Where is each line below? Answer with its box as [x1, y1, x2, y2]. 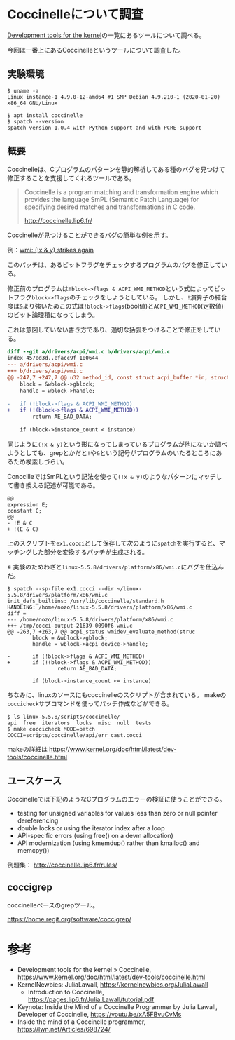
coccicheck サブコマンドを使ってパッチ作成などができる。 [7, 699, 173, 708]
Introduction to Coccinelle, [27, 987, 105, 996]
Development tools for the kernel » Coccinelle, [17, 965, 152, 973]
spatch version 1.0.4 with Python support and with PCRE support [7, 124, 201, 131]
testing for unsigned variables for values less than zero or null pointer [17, 809, 218, 817]
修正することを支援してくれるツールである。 [7, 173, 136, 182]
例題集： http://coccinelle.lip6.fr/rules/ [7, 860, 117, 869]
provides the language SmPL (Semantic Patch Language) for [24, 195, 199, 203]
